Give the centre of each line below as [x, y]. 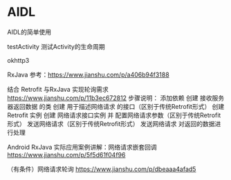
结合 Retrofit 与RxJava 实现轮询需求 [58, 89]
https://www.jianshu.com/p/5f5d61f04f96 [66, 154]
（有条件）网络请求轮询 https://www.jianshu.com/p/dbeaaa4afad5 [102, 169]
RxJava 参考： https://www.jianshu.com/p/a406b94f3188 [88, 74]
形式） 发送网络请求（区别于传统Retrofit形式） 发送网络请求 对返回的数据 [111, 123]
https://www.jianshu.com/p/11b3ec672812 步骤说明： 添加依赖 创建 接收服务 [116, 98]
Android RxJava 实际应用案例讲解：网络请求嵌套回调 [82, 147]
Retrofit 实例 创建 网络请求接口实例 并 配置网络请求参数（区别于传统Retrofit [114, 115]
